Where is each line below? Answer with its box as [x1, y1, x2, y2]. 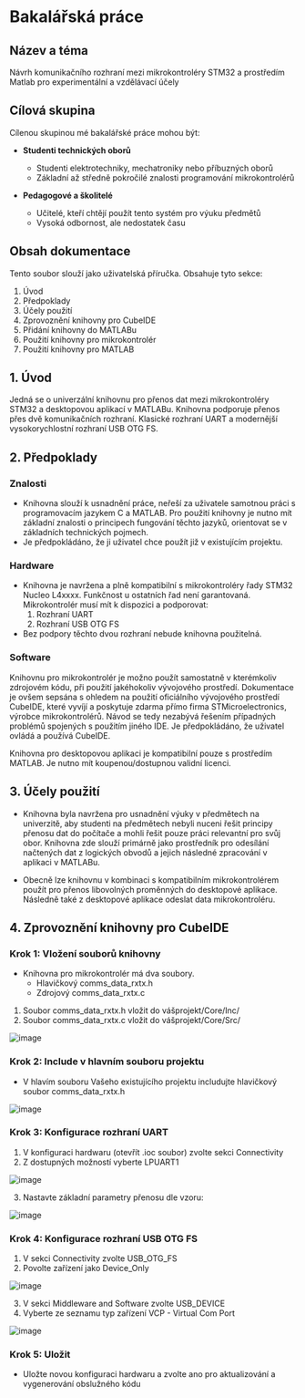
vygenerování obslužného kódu [22, 1379, 141, 1390]
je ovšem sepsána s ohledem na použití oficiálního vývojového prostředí [9, 691, 280, 702]
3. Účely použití [9, 784, 100, 800]
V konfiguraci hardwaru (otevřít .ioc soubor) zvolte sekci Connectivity [22, 1146, 284, 1157]
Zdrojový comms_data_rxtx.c [36, 988, 146, 999]
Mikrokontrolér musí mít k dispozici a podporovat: [22, 599, 209, 610]
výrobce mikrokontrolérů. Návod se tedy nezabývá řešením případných [9, 710, 276, 721]
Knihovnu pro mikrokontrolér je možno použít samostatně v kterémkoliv [9, 672, 278, 683]
